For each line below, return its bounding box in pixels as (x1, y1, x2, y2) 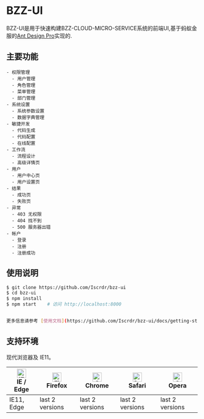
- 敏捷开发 (6, 121, 30, 127)
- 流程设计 (12, 153, 36, 159)
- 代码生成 (12, 127, 36, 134)
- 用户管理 (12, 75, 36, 82)
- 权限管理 (6, 69, 30, 75)
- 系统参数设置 (12, 107, 44, 114)
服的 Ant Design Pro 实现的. (6, 32, 72, 39)
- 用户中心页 (12, 172, 41, 179)
